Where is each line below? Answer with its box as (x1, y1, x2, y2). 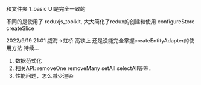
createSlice (6, 25, 34, 32)
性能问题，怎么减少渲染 (14, 72, 74, 79)
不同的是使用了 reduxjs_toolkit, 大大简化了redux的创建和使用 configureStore (6, 18, 195, 25)
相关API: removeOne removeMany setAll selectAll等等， (14, 65, 154, 72)
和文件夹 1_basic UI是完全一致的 (6, 5, 86, 12)
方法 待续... (11, 44, 39, 51)
